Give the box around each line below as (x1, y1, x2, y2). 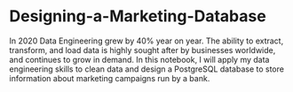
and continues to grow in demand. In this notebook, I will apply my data (9, 54, 270, 65)
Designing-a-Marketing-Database (9, 6, 266, 27)
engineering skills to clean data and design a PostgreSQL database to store (9, 64, 284, 74)
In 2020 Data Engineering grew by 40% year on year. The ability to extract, (9, 35, 284, 46)
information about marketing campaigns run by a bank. (9, 73, 210, 83)
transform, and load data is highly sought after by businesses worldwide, (9, 44, 276, 55)
